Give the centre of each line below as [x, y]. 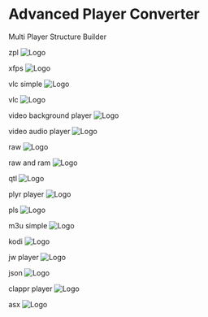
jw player [24, 257]
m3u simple [28, 225]
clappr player [30, 289]
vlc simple [26, 84]
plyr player [26, 194]
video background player [50, 115]
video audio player [39, 131]
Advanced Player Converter [104, 14]
